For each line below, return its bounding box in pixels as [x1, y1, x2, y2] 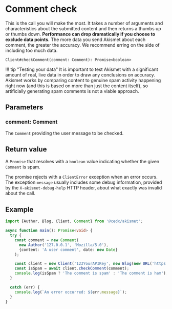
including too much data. [5, 47, 58, 53]
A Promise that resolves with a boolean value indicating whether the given [5, 159, 160, 165]
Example [5, 205, 34, 214]
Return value [5, 145, 47, 154]
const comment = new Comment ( [14, 237, 79, 243]
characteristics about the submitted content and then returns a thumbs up [5, 25, 161, 31]
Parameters [5, 103, 44, 112]
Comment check [5, 3, 77, 15]
